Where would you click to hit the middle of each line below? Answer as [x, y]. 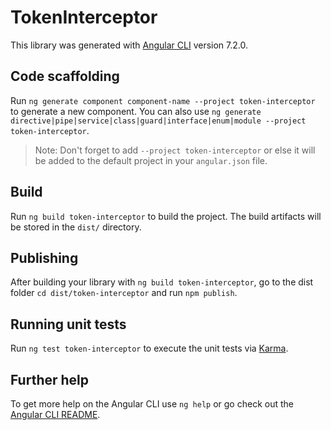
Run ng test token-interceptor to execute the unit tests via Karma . [149, 348]
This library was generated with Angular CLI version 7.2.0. [129, 45]
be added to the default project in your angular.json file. [151, 160]
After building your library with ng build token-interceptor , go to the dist [162, 282]
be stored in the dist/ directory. [76, 227]
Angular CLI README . [55, 414]
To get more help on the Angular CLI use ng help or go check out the [152, 404]
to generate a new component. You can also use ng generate [136, 111]
